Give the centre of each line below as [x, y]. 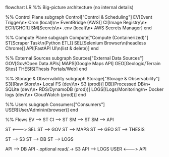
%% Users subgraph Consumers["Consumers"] [55, 104]
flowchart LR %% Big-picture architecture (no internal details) [69, 7]
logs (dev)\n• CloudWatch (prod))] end [46, 95]
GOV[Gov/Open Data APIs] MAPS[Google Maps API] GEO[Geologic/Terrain [83, 63]
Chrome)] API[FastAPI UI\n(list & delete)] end [52, 48]
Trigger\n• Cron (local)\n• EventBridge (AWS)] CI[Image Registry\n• [76, 22]
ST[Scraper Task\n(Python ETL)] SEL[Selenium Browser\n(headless [76, 43]
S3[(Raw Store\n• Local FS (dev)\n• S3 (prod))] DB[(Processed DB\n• [78, 84]
